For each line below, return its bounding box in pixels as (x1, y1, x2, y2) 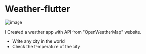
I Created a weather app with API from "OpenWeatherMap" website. (5, 29, 142, 35)
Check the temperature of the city (12, 43, 80, 49)
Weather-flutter (5, 3, 70, 15)
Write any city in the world (12, 38, 65, 44)
